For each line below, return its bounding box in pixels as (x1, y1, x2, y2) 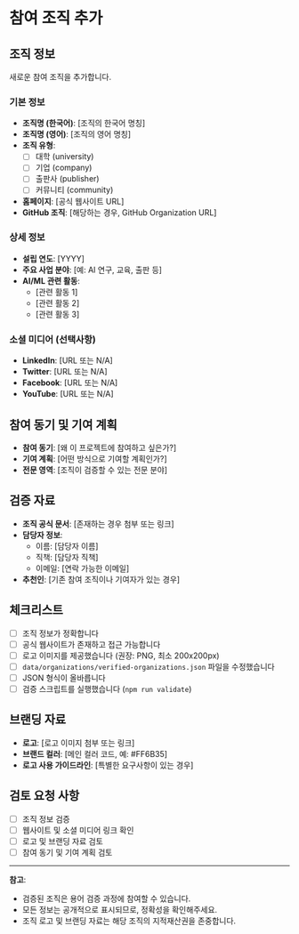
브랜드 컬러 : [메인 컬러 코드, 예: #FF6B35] (21, 748, 167, 759)
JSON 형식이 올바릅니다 (21, 672, 106, 683)
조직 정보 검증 (21, 813, 70, 824)
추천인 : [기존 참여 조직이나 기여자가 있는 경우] (21, 574, 181, 584)
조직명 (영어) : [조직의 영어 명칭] (21, 129, 132, 140)
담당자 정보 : (21, 529, 63, 540)
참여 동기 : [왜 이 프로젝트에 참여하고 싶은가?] (21, 442, 177, 453)
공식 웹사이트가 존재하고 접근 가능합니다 (21, 639, 161, 649)
